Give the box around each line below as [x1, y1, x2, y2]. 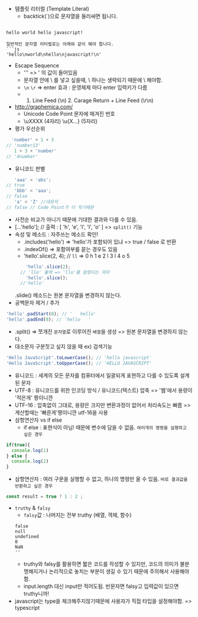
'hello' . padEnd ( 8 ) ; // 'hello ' [6, 317, 92, 322]
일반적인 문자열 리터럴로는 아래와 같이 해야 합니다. [6, 41, 114, 47]
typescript [14, 605, 40, 611]
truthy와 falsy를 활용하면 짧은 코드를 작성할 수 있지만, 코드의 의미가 [23, 561, 179, 567]
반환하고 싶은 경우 [14, 483, 53, 489]
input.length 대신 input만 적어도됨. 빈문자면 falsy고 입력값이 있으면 [23, 583, 179, 590]
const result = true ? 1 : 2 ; [6, 493, 83, 500]
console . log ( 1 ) [11, 447, 49, 453]
